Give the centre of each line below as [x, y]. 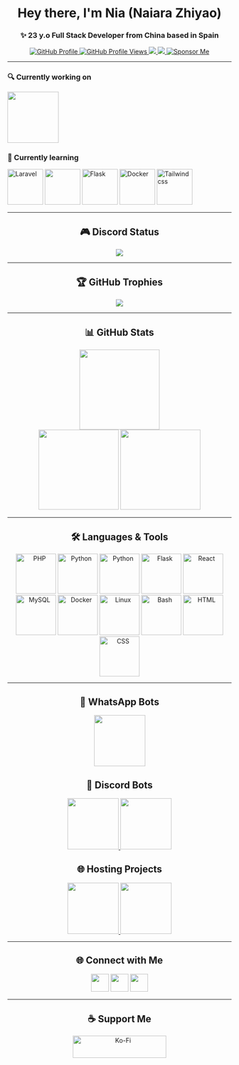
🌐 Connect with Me [119, 961]
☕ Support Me [119, 1019]
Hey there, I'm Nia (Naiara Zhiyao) [119, 13]
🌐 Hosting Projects [119, 869]
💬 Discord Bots [119, 785]
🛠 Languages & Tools [119, 537]
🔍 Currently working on [49, 78]
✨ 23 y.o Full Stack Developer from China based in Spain [119, 36]
